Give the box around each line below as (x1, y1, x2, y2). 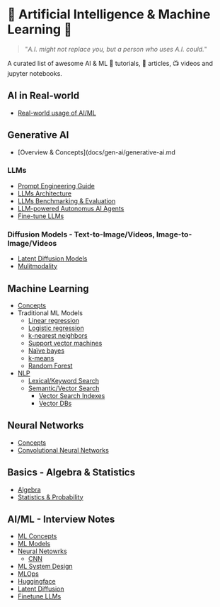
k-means (28, 353, 54, 362)
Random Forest (28, 361, 73, 370)
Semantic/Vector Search (28, 384, 100, 392)
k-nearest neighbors (28, 331, 88, 339)
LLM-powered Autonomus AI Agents (17, 204, 125, 212)
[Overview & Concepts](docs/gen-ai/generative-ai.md (17, 148, 175, 157)
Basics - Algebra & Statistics (7, 467, 136, 479)
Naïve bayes (28, 346, 65, 355)
